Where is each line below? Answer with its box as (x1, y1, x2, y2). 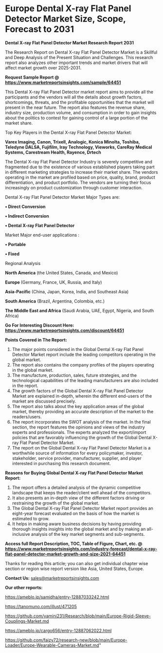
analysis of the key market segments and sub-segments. (31, 531, 145, 537)
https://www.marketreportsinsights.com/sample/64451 (5, 79, 121, 85)
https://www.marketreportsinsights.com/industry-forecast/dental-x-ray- (5, 546, 157, 551)
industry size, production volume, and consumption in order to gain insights (5, 109, 157, 115)
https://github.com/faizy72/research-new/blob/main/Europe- (5, 637, 127, 643)
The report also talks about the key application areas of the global (12, 403, 145, 409)
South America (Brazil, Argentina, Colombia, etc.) (5, 298, 105, 304)
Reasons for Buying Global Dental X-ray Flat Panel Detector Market (5, 469, 143, 476)
